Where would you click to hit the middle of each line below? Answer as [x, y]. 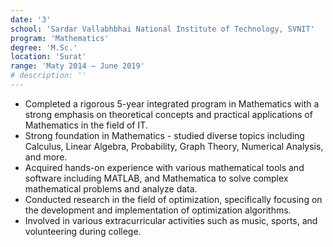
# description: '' [48, 76]
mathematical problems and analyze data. [111, 188]
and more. [46, 157]
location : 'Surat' [48, 57]
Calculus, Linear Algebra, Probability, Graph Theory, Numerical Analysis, [174, 146]
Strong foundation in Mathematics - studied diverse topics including [164, 135]
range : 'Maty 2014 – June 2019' [77, 66]
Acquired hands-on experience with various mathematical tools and [164, 167]
